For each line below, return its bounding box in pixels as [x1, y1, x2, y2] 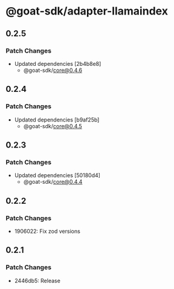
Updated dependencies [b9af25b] [14, 116, 100, 123]
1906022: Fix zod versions [14, 227, 81, 235]
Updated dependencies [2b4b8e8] [14, 60, 101, 67]
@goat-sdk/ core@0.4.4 [23, 178, 83, 186]
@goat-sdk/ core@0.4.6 [23, 67, 83, 74]
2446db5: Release [14, 277, 61, 284]
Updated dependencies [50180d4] [14, 172, 101, 179]
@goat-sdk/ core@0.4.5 [23, 122, 82, 129]
